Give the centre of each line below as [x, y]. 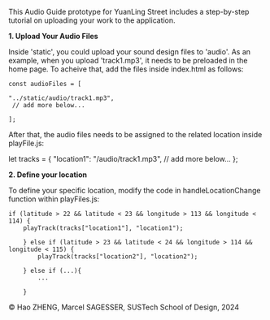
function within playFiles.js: [54, 199]
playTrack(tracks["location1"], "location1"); [103, 228]
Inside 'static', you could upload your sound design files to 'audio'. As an [129, 52]
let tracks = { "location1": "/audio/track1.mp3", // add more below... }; [123, 159]
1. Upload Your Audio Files [54, 36]
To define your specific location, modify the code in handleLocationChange [135, 190]
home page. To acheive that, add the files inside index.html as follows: [126, 69]
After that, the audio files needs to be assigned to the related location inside [135, 134]
